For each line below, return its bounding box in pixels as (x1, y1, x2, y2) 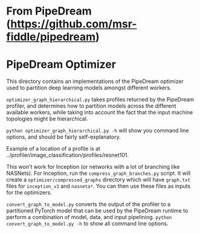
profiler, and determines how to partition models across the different (6, 102, 176, 110)
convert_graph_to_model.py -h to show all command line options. (6, 220, 169, 228)
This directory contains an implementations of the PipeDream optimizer (6, 77, 184, 85)
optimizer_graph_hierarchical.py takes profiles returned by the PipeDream (6, 96, 195, 103)
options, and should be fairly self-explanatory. (6, 133, 121, 140)
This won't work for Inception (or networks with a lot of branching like (6, 163, 180, 171)
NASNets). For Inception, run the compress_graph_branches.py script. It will (6, 169, 191, 177)
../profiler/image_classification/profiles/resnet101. (6, 151, 129, 159)
